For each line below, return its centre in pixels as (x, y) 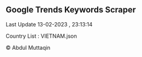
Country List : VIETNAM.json (41, 36)
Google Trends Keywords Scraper (71, 10)
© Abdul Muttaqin (28, 47)
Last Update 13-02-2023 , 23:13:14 (49, 24)
